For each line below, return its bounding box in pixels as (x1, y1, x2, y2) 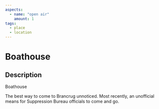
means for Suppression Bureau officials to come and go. (5, 99, 120, 104)
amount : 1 (14, 16, 34, 21)
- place (9, 26, 26, 30)
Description (5, 71, 42, 79)
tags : (5, 21, 16, 26)
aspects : (5, 7, 23, 12)
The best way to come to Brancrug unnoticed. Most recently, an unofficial (5, 93, 155, 99)
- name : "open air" (9, 12, 50, 17)
